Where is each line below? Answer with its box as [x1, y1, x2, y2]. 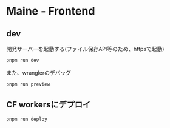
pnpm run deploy [6, 116, 47, 122]
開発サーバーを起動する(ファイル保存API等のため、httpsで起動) [6, 45, 165, 52]
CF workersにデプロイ [6, 99, 91, 110]
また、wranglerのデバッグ [6, 69, 72, 76]
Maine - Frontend [6, 4, 95, 18]
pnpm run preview [6, 81, 50, 87]
